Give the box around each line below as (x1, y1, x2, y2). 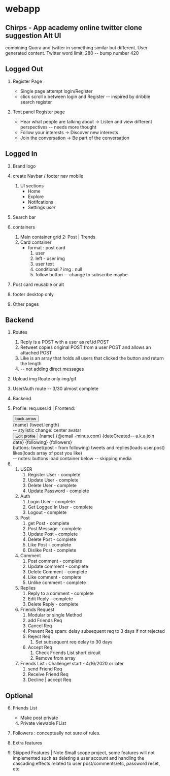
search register (20, 99, 52, 105)
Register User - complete (27, 472, 81, 478)
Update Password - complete (27, 488, 89, 494)
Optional (5, 691, 33, 700)
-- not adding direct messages (20, 366, 84, 372)
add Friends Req (27, 618, 62, 624)
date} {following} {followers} (12, 439, 73, 445)
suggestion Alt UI (5, 31, 61, 40)
